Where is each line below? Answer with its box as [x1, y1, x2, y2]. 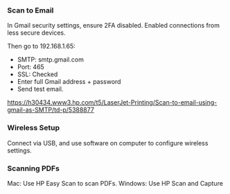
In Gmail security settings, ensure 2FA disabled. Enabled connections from [7, 21, 220, 30]
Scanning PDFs [7, 164, 60, 173]
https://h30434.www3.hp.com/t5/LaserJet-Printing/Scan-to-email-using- [7, 98, 218, 107]
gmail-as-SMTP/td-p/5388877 [7, 106, 95, 114]
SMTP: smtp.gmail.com [17, 55, 85, 64]
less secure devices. [7, 28, 66, 37]
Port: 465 [17, 63, 45, 71]
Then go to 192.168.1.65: [7, 42, 76, 51]
